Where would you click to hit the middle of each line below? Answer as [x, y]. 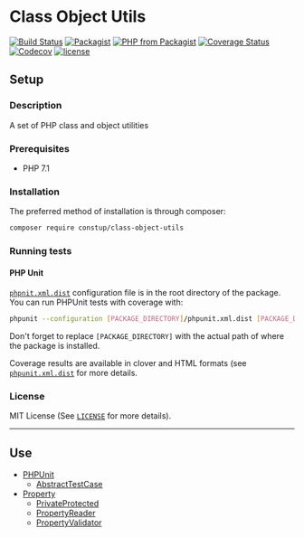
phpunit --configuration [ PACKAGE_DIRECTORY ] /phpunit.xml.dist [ [135, 319]
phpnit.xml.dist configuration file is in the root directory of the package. [145, 293]
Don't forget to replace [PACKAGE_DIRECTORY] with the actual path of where [147, 336]
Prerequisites [39, 148]
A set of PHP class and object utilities [79, 125]
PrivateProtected [67, 504]
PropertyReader [66, 513]
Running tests [41, 251]
